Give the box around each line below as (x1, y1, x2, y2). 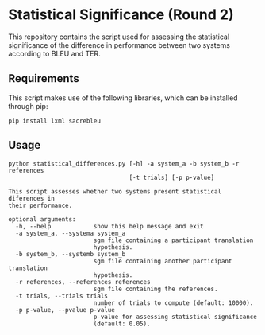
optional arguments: (8, 215, 77, 224)
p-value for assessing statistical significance (93, 313, 258, 321)
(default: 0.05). (93, 320, 151, 328)
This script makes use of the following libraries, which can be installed (8, 93, 238, 103)
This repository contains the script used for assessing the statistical (8, 32, 230, 41)
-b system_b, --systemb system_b (15, 250, 126, 258)
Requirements (8, 72, 79, 85)
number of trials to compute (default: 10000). (93, 298, 254, 307)
